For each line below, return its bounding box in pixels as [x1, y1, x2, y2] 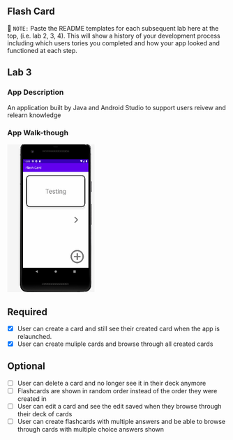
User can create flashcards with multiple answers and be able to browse [17, 418, 226, 426]
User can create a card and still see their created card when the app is [17, 324, 220, 333]
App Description [7, 87, 64, 97]
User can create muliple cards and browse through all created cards [17, 340, 213, 348]
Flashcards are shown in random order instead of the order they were [17, 386, 218, 395]
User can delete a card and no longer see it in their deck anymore [17, 379, 206, 387]
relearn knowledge [7, 111, 61, 119]
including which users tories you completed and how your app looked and [7, 38, 220, 47]
